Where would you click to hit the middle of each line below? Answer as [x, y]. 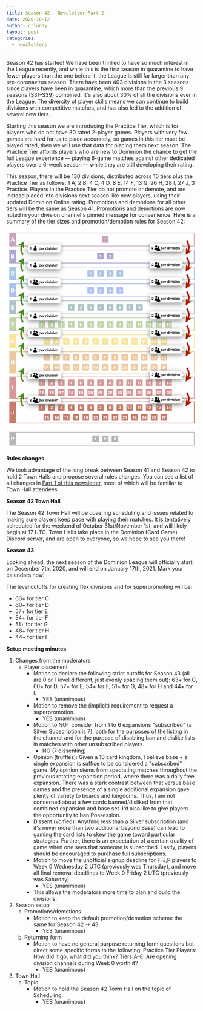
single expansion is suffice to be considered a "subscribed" [108, 763]
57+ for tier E [32, 611]
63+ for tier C [32, 598]
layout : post [23, 32]
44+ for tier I [31, 637]
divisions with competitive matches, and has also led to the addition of [94, 108]
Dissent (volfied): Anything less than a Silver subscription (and [111, 821]
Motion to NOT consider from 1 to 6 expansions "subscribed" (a [112, 724]
